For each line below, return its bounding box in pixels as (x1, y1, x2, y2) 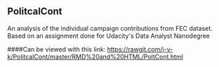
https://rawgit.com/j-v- (107, 45, 173, 53)
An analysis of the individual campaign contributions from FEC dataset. (7, 24, 213, 32)
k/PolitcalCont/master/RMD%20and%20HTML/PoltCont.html (7, 52, 184, 61)
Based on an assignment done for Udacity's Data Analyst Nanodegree (7, 31, 211, 40)
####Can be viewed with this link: (7, 45, 106, 53)
